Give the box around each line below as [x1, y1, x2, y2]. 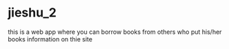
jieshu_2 [8, 5, 57, 21]
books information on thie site [8, 35, 92, 43]
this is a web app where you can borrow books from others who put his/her [8, 28, 222, 36]
